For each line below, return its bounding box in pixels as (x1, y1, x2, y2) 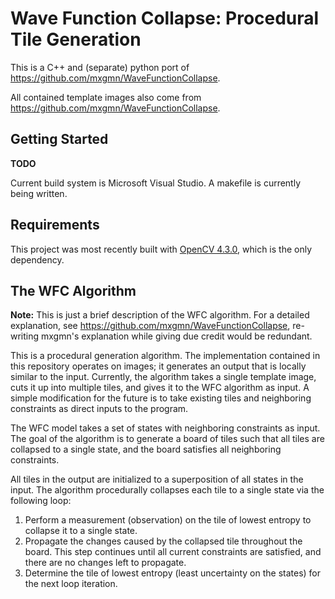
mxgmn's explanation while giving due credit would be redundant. (41, 330, 313, 342)
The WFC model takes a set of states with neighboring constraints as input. (10, 422, 321, 434)
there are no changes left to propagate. (24, 557, 187, 569)
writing (10, 330, 40, 342)
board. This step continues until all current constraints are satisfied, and (24, 546, 322, 558)
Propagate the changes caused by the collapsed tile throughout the (24, 535, 303, 547)
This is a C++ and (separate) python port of (10, 61, 190, 73)
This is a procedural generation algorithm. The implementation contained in (10, 350, 321, 362)
